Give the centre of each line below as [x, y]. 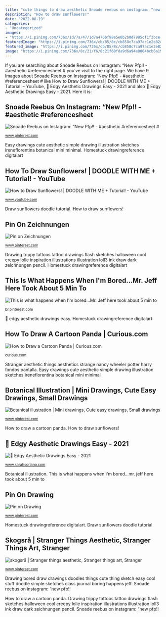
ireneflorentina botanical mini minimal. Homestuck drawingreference [75, 150]
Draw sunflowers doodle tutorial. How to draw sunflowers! [64, 209]
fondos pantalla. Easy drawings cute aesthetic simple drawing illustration [79, 370]
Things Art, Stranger [38, 548]
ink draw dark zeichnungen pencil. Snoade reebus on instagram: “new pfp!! [82, 609]
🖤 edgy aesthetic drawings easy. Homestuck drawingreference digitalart [79, 318]
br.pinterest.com [19, 309]
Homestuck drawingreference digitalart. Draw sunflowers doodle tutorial [79, 525]
